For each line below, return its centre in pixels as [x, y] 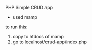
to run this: [16, 27]
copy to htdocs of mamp [38, 37]
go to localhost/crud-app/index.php [50, 42]
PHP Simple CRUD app [29, 7]
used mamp [25, 17]
